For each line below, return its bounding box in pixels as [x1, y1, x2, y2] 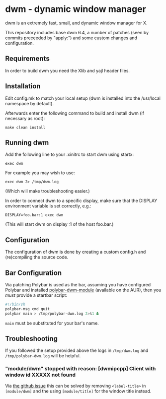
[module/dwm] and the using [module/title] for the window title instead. [5, 388, 152, 394]
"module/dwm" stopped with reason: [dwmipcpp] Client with [5, 365, 156, 372]
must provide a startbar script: [5, 292, 68, 298]
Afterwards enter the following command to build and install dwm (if [5, 110, 144, 116]
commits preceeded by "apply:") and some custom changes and [5, 35, 138, 41]
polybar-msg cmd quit [5, 306, 50, 311]
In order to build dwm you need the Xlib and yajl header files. [5, 67, 130, 73]
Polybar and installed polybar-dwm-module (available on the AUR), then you [5, 287, 162, 293]
